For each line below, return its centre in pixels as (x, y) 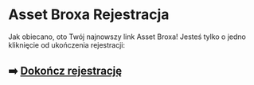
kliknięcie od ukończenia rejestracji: (67, 44)
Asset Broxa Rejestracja (89, 15)
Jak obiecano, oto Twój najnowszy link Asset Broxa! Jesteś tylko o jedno (127, 37)
